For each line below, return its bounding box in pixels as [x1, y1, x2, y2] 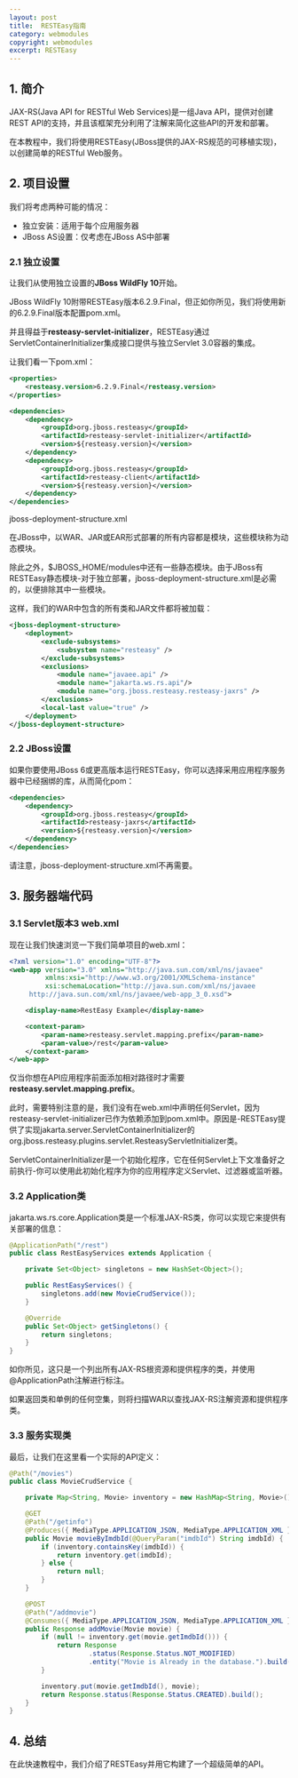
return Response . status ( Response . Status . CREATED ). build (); [41, 1690, 264, 1699]
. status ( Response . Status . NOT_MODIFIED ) [88, 1649, 237, 1658]
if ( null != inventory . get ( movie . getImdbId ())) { [41, 1632, 228, 1642]
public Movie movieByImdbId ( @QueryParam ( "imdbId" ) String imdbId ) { [25, 1534, 284, 1543]
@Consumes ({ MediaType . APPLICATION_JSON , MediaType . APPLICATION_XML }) [25, 1616, 295, 1625]
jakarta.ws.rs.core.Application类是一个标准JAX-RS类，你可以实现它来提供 [9, 1212, 279, 1223]
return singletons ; [41, 1330, 114, 1339]
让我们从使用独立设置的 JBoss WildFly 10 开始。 [9, 277, 183, 289]
